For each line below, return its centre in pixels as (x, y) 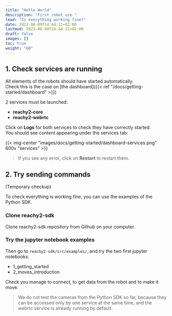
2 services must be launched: (37, 102)
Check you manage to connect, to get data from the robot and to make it (82, 282)
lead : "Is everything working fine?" (46, 19)
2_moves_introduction (36, 272)
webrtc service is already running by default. (65, 308)
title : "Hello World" (28, 10)
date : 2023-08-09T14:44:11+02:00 (41, 24)
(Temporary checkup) (28, 187)
